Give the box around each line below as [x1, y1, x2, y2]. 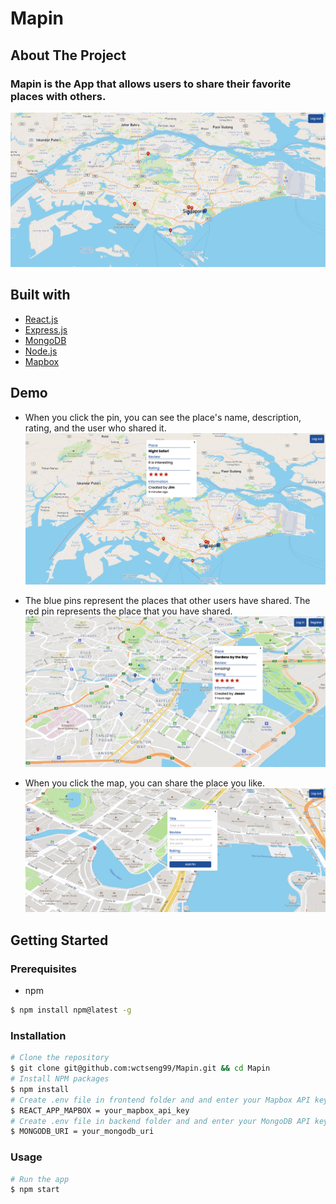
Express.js [24, 323, 68, 336]
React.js [24, 313, 59, 325]
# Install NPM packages [10, 1074, 110, 1084]
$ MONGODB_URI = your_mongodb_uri [10, 1127, 155, 1137]
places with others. [10, 89, 107, 103]
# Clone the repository [10, 1053, 110, 1063]
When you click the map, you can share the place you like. [24, 777, 265, 789]
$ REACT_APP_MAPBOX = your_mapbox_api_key [10, 1105, 190, 1116]
